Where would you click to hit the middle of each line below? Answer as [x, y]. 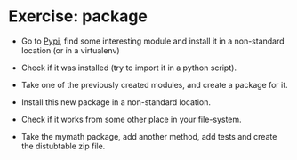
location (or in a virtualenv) [71, 50]
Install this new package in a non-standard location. [116, 102]
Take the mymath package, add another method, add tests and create [149, 136]
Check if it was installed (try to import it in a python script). [129, 68]
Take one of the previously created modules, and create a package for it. [154, 84]
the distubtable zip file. [63, 146]
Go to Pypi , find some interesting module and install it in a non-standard [153, 41]
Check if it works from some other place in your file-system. [131, 119]
